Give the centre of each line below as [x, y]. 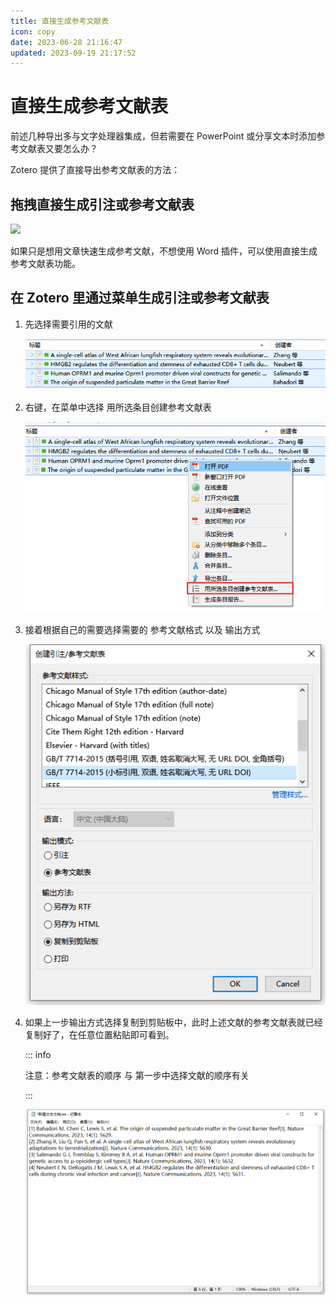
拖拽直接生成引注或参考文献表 [102, 204]
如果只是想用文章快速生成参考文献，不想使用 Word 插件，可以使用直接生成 [164, 251]
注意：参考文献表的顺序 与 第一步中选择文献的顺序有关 [137, 1075]
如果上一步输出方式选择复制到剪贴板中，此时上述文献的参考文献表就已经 [173, 1022]
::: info [38, 1054]
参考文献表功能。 [45, 263]
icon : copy [33, 31]
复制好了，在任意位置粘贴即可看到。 [99, 1034]
